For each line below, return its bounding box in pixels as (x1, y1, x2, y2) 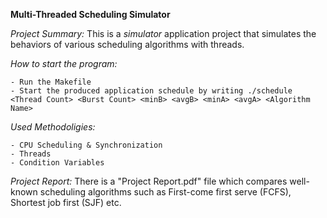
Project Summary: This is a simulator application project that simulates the (10, 28, 317, 39)
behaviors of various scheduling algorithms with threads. (10, 39, 245, 50)
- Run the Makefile (10, 77, 92, 87)
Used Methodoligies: (10, 121, 96, 133)
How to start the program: (10, 58, 118, 69)
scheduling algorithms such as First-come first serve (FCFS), (39, 186, 292, 198)
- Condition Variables (10, 158, 105, 168)
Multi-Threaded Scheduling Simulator (10, 9, 171, 20)
